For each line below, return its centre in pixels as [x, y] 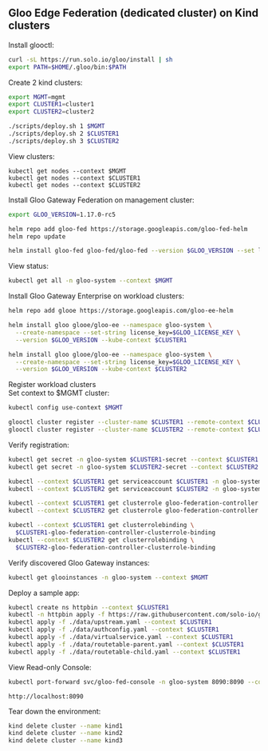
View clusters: [32, 156]
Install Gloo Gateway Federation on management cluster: [101, 200]
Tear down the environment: [55, 711]
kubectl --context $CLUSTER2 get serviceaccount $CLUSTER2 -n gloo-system [135, 489]
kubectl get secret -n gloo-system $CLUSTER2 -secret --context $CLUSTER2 [134, 467]
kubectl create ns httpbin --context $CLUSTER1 [89, 607]
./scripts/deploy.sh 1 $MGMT [57, 126]
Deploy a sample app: [44, 593]
